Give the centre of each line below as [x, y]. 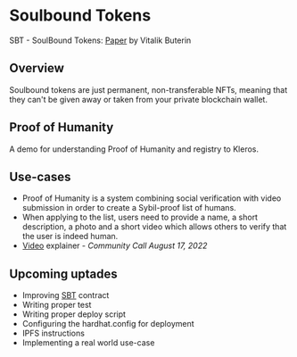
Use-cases [40, 176]
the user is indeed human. [70, 237]
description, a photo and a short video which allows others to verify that [154, 227]
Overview [37, 68]
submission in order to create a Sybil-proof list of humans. [129, 208]
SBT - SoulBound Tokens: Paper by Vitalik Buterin [100, 40]
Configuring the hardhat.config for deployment [108, 324]
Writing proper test [57, 305]
